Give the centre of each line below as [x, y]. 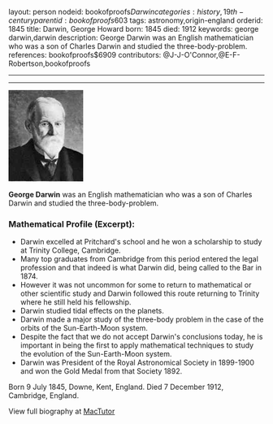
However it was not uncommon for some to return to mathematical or [136, 285]
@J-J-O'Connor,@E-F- [201, 55]
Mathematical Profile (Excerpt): [72, 224]
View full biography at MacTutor [62, 411]
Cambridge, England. [44, 396]
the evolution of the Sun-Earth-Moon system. [96, 354]
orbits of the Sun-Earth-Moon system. [84, 328]
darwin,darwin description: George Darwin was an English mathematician [131, 37]
